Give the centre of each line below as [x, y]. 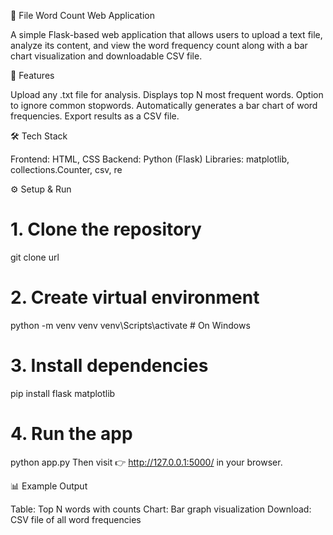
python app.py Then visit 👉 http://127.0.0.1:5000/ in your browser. [146, 462]
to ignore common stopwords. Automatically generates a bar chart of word [164, 105]
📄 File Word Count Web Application [82, 15]
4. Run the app [71, 434]
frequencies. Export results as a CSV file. [95, 116]
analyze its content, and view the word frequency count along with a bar [159, 45]
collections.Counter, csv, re [66, 169]
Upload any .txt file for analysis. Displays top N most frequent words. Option [167, 94]
